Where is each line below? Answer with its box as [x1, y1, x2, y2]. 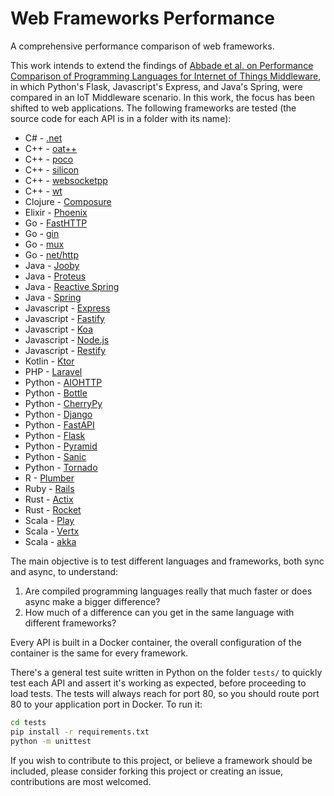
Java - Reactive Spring [24, 280, 120, 292]
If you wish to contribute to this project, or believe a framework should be [10, 754, 313, 766]
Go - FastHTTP [24, 217, 88, 229]
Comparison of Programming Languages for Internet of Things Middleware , [10, 70, 322, 82]
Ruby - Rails [24, 482, 75, 494]
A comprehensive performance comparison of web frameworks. [10, 40, 275, 52]
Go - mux [24, 238, 65, 250]
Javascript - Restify [24, 344, 107, 356]
